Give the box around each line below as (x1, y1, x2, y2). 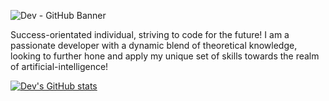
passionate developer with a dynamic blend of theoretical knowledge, (10, 40, 298, 51)
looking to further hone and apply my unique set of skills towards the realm (10, 50, 320, 62)
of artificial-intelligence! (10, 61, 109, 72)
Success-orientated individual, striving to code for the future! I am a (10, 29, 290, 40)
